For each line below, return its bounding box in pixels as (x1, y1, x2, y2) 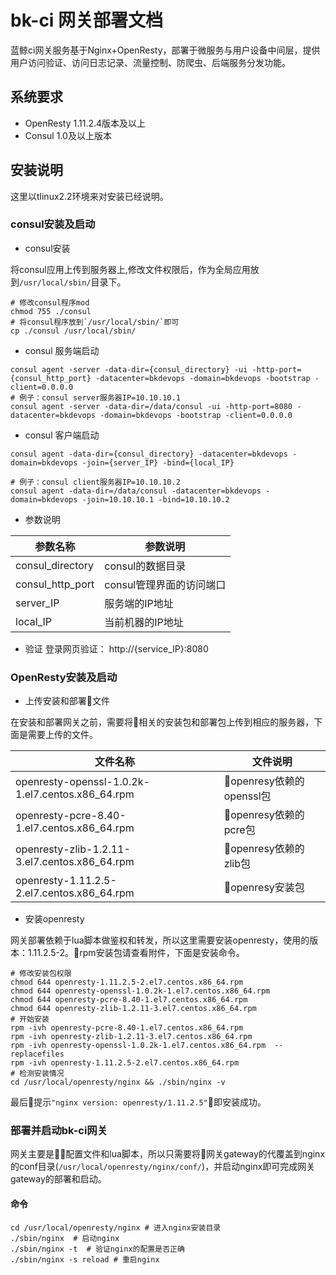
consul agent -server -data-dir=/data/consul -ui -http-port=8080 (10, 401, 293, 411)
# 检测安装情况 (10, 1069, 65, 1079)
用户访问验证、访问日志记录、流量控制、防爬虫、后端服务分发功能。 (10, 56, 291, 68)
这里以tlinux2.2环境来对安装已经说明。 (10, 190, 169, 202)
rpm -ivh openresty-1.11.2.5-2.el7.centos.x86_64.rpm (10, 1058, 240, 1068)
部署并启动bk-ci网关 (10, 1124, 108, 1138)
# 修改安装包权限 (10, 969, 72, 979)
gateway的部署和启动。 (10, 1173, 107, 1185)
